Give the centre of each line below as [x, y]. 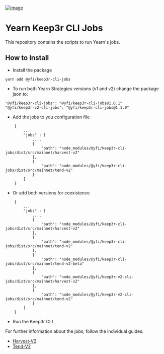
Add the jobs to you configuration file [51, 117]
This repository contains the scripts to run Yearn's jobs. [63, 42]
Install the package [32, 70]
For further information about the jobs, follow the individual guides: [74, 331]
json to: [20, 94]
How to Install [27, 58]
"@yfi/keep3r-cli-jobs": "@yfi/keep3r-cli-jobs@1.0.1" [64, 103]
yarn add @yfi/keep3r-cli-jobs [38, 79]
